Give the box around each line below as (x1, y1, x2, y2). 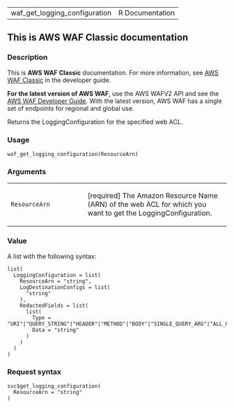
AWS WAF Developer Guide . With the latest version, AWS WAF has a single (7, 97, 222, 105)
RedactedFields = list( (19, 302, 89, 309)
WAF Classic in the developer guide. (7, 76, 111, 84)
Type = (32, 314, 52, 321)
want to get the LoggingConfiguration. (87, 208, 212, 218)
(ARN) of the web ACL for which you (87, 200, 207, 210)
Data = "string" (32, 327, 79, 334)
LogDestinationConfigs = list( (19, 283, 111, 291)
